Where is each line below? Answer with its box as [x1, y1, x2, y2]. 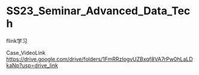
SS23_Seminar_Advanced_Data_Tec [6, 4, 191, 18]
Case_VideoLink [6, 49, 46, 56]
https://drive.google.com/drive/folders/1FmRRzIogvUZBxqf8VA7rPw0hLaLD [6, 55, 193, 62]
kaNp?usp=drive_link [6, 61, 59, 69]
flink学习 [6, 37, 28, 44]
